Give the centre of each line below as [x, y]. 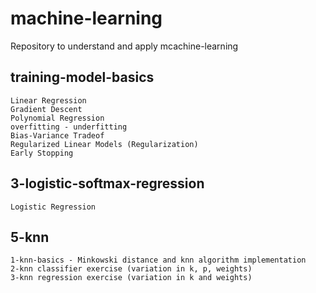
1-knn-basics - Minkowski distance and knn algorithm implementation [158, 260]
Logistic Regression [53, 207]
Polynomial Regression [57, 118]
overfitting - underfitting [69, 127]
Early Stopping [42, 153]
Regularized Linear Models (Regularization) [104, 144]
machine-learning [86, 18]
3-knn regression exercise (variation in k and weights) [131, 278]
